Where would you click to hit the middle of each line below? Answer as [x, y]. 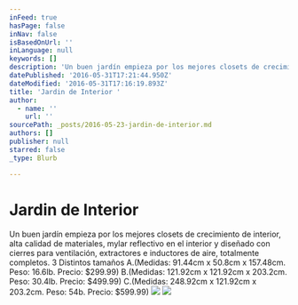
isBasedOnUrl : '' [41, 42]
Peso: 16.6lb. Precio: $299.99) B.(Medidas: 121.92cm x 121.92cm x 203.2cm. [148, 272]
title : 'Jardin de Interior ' [65, 92]
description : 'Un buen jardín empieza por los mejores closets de [134, 68]
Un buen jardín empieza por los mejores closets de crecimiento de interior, [145, 234]
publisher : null [39, 141]
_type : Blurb [33, 158]
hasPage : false [37, 26]
